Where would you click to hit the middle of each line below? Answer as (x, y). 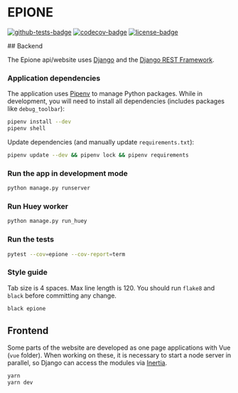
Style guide (28, 273)
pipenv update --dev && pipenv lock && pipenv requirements (98, 155)
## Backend (25, 46)
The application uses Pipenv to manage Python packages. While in (105, 94)
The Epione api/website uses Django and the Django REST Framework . (111, 59)
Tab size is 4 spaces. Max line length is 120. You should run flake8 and (111, 288)
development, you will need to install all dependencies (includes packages (116, 101)
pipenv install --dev (39, 122)
